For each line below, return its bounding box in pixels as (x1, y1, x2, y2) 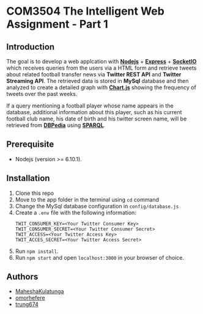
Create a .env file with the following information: (15, 209, 136, 216)
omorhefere (15, 294, 45, 302)
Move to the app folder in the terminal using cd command (15, 195, 159, 203)
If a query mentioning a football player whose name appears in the (6, 102, 174, 109)
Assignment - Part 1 (6, 17, 108, 31)
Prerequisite (6, 139, 54, 150)
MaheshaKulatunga (15, 288, 64, 295)
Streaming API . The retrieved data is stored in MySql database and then (6, 78, 189, 84)
